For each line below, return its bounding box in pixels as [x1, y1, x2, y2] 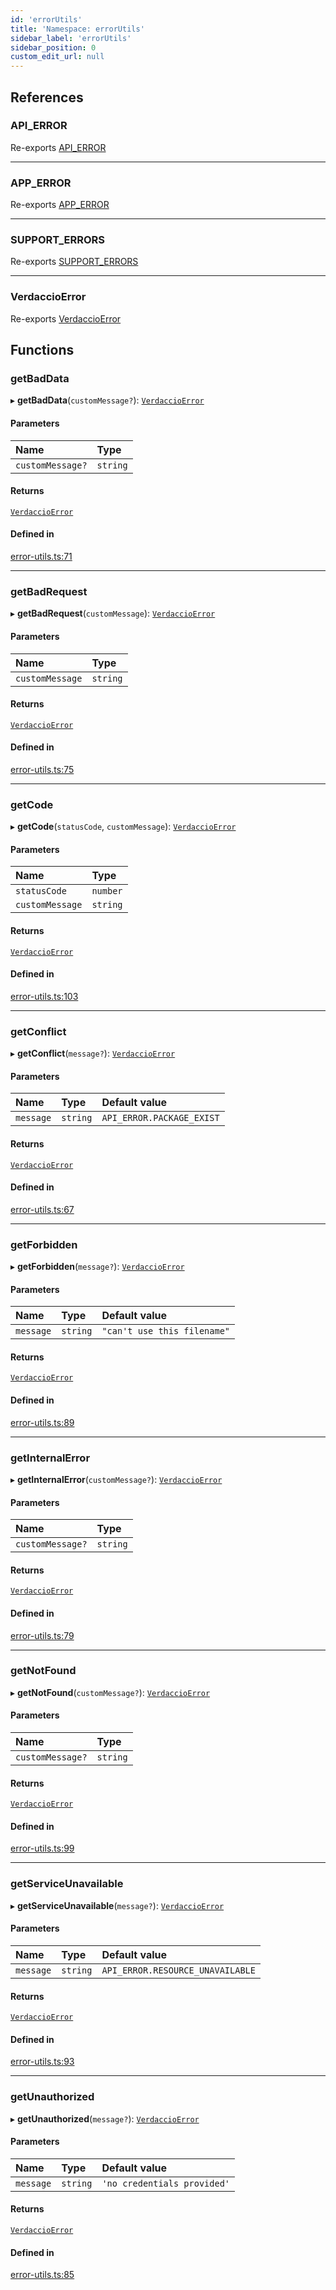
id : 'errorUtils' [10, 14, 83, 25]
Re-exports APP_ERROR [10, 199, 110, 211]
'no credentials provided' [101, 2177, 231, 2189]
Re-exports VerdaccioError [10, 312, 122, 325]
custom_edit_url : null [10, 52, 105, 62]
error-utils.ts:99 [10, 1842, 75, 1855]
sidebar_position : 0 [10, 42, 97, 53]
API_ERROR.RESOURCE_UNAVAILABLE [101, 1964, 256, 1976]
